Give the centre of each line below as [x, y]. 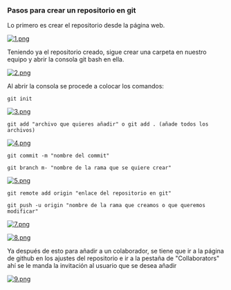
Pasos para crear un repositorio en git [72, 10]
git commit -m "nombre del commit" [58, 156]
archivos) [21, 130]
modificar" [23, 212]
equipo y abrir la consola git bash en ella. [66, 59]
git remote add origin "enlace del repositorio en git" [89, 193]
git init [20, 99]
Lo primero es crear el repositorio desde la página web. [86, 26]
